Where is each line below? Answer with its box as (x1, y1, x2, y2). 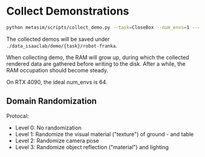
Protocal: (6, 112, 29, 119)
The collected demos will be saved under (6, 35, 110, 43)
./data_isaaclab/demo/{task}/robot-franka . (6, 41, 118, 49)
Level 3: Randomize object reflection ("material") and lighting (15, 143, 169, 150)
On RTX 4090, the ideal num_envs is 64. (6, 78, 108, 86)
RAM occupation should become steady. (6, 66, 109, 74)
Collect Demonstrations (6, 4, 129, 18)
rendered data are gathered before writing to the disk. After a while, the (6, 60, 186, 68)
